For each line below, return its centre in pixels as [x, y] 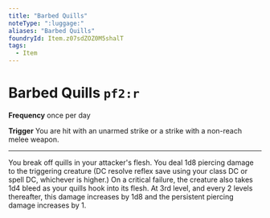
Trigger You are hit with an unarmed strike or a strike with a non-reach [125, 130]
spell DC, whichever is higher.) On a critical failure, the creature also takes [131, 179]
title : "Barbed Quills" [48, 16]
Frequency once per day [49, 115]
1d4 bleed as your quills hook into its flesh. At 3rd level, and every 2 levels [131, 188]
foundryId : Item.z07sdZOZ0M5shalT [66, 38]
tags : [17, 46]
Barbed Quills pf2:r [74, 93]
